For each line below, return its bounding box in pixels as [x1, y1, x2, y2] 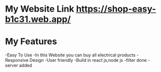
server [5, 62, 19, 69]
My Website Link [5, 3, 74, 15]
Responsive [5, 57, 29, 63]
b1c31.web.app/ [5, 14, 71, 25]
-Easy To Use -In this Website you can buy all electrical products [5, 52, 136, 58]
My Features [5, 36, 57, 47]
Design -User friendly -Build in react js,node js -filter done [29, 57, 147, 63]
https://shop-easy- [76, 3, 156, 15]
